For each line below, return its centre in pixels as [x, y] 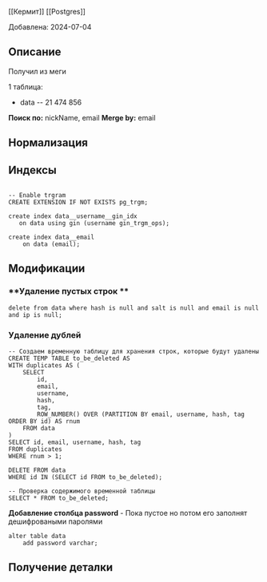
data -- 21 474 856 [51, 102]
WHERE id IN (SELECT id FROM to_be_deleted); [85, 477]
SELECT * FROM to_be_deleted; [59, 498]
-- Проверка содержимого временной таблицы [82, 491]
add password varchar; [60, 543]
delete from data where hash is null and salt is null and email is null [134, 308]
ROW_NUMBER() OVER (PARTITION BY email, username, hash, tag [141, 414]
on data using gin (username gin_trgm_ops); [94, 224]
